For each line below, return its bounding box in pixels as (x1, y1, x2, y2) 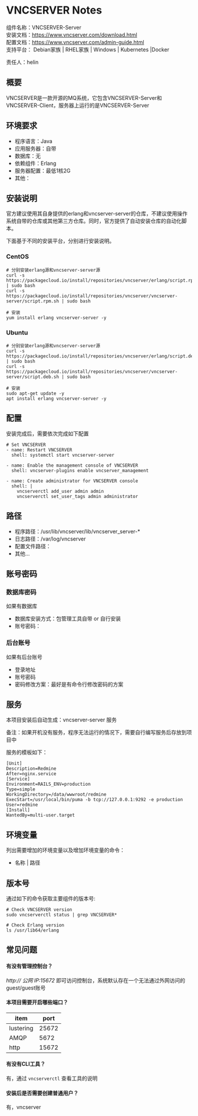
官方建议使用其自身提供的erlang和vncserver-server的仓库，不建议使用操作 (6, 210, 187, 217)
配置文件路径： (14, 542, 51, 549)
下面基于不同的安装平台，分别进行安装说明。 (6, 237, 115, 245)
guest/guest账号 (6, 984, 46, 991)
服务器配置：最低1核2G (14, 167, 71, 174)
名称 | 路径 (14, 859, 41, 866)
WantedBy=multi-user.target (6, 812, 75, 818)
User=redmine (6, 802, 38, 808)
